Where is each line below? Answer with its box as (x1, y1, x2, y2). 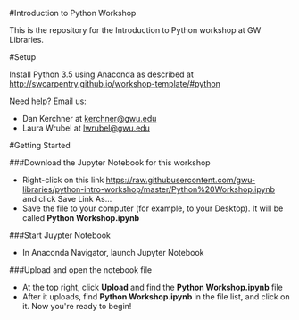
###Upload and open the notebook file (9, 265, 153, 275)
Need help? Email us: (9, 96, 87, 106)
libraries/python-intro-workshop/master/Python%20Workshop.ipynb (21, 184, 275, 195)
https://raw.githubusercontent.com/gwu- (105, 174, 256, 185)
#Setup (9, 52, 37, 62)
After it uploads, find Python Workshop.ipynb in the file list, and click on (21, 291, 290, 302)
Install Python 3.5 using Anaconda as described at (9, 69, 195, 80)
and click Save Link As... (21, 194, 112, 204)
